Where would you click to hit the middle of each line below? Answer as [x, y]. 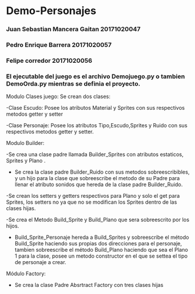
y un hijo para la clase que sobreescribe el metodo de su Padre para [97, 178]
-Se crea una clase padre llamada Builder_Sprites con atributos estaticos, [95, 154]
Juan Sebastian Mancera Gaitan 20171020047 [73, 29]
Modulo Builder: [25, 143]
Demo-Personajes [51, 11]
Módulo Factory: [26, 273]
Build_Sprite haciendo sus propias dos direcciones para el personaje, [98, 244]
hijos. [13, 226]
